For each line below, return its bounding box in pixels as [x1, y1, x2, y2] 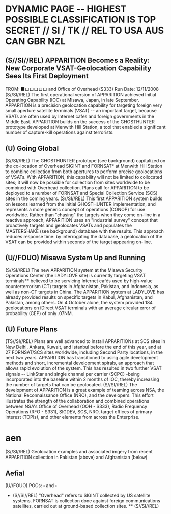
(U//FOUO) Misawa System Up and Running [5, 253, 146, 262]
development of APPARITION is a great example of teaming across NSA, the [5, 387, 164, 393]
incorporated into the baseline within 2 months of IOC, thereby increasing [5, 376, 159, 382]
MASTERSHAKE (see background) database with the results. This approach [5, 227, 164, 234]
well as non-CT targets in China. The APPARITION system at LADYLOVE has [5, 289, 164, 295]
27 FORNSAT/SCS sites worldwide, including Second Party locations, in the [5, 349, 163, 355]
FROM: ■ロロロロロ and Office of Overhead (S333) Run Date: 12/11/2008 [5, 86, 159, 92]
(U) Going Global [5, 144, 59, 153]
